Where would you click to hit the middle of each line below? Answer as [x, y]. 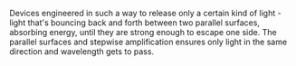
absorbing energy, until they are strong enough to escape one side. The [143, 32]
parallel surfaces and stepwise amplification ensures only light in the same [148, 42]
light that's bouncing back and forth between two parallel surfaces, [135, 23]
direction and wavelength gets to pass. [82, 52]
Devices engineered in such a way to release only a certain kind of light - [146, 13]
